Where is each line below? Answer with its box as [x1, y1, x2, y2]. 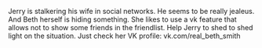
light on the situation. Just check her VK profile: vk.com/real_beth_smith [8, 31, 241, 40]
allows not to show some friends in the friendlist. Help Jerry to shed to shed [8, 23, 253, 32]
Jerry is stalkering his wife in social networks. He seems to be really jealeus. [8, 7, 255, 15]
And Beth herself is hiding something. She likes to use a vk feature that [8, 15, 237, 24]
